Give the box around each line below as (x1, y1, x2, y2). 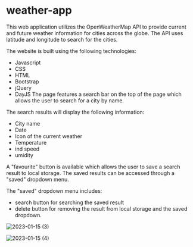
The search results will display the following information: (6, 108, 145, 115)
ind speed (14, 145, 40, 152)
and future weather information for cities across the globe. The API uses (6, 29, 183, 36)
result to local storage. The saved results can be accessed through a (6, 169, 175, 176)
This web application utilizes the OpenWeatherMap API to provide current (6, 23, 186, 30)
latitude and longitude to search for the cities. (6, 36, 118, 43)
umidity (14, 151, 34, 158)
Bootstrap (14, 78, 39, 85)
